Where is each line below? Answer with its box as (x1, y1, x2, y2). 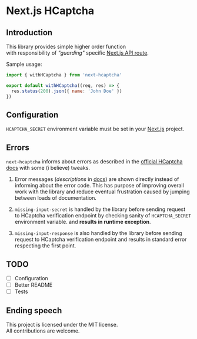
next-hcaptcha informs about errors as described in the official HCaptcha (6, 158, 183, 165)
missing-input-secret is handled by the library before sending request (14, 206, 186, 213)
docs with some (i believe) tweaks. (6, 165, 90, 172)
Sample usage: (6, 61, 42, 68)
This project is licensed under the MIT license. (6, 321, 118, 328)
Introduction (6, 28, 53, 38)
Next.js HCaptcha (6, 4, 95, 18)
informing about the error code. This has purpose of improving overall (14, 182, 184, 189)
